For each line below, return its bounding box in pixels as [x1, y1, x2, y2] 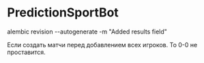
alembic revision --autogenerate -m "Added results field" [7, 27, 167, 36]
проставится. [7, 48, 46, 56]
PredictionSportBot [7, 5, 119, 21]
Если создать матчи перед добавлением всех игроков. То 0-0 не [7, 40, 198, 49]
